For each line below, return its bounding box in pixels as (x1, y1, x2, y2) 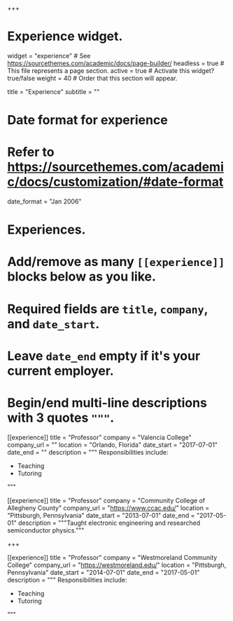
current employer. (7, 363, 114, 379)
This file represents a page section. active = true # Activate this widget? (7, 66, 215, 74)
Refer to (7, 145, 55, 160)
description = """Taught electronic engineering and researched (17, 519, 201, 527)
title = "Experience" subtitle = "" (7, 87, 100, 95)
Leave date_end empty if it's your (7, 348, 201, 363)
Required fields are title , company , (7, 301, 209, 316)
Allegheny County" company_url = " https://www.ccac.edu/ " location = (7, 503, 210, 512)
